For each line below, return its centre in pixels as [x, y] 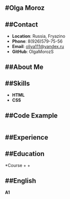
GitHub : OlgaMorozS [33, 52]
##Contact [21, 25]
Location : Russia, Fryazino [39, 36]
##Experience [27, 137]
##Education [25, 154]
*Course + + [18, 166]
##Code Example [31, 115]
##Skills [18, 83]
